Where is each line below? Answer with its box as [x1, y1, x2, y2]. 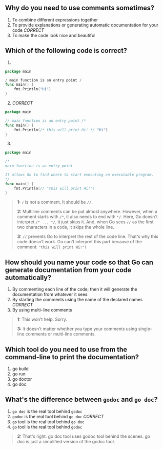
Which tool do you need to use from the [5, 345, 127, 353]
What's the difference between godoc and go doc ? [5, 395, 158, 404]
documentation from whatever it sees [12, 292, 88, 297]
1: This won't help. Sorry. [17, 316, 67, 322]
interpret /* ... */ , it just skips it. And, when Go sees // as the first [17, 219, 154, 225]
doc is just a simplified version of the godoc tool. [17, 438, 115, 444]
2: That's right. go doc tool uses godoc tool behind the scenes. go [17, 433, 150, 439]
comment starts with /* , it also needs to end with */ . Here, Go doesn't [17, 214, 158, 220]
